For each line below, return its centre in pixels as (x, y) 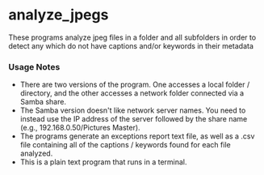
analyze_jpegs (59, 15)
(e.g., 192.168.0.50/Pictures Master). (80, 128)
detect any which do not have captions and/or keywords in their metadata (131, 45)
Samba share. (43, 102)
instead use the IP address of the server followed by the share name (134, 119)
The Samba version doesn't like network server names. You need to (133, 110)
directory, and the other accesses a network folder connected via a (132, 93)
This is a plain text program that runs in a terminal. (103, 162)
